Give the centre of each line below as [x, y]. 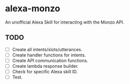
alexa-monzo [33, 9]
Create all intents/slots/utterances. [47, 49]
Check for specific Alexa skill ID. [45, 71]
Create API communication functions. [50, 60]
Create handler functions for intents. [49, 55]
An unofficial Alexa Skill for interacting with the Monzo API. [65, 22]
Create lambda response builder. [45, 66]
